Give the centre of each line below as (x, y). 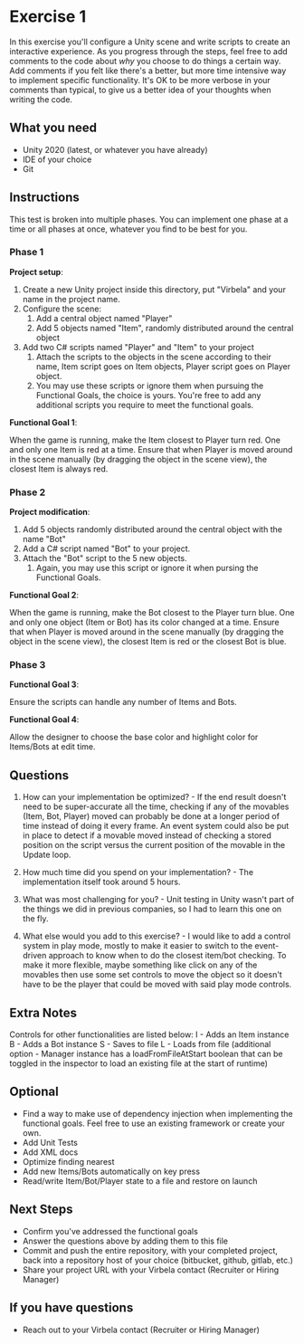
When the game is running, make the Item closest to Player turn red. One (145, 440)
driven (34, 956)
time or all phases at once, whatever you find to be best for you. (128, 229)
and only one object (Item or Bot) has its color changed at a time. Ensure (144, 623)
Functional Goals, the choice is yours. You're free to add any (148, 395)
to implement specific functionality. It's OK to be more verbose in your (140, 80)
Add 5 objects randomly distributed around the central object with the (152, 529)
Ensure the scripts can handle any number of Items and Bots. (123, 702)
